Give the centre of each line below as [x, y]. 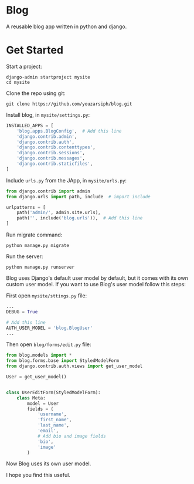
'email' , [48, 431]
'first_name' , [55, 420]
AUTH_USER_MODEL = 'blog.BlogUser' [50, 328]
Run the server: [25, 256]
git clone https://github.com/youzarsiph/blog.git [69, 104]
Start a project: [24, 66]
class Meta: [31, 398]
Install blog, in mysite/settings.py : [48, 114]
